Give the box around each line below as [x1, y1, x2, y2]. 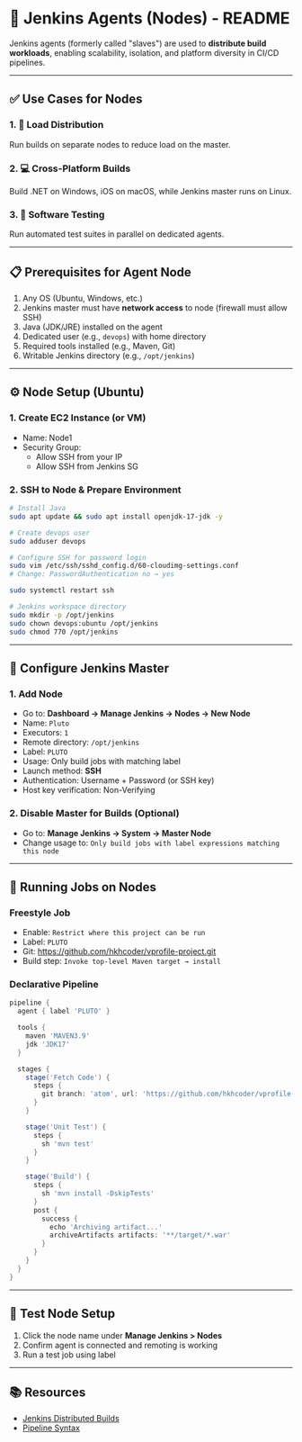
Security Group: [22, 441, 82, 453]
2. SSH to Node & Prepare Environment [9, 483, 182, 496]
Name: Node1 [22, 432, 73, 443]
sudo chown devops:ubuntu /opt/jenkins [9, 618, 159, 628]
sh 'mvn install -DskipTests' [41, 1189, 155, 1198]
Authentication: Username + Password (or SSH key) [22, 775, 215, 786]
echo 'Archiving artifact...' [49, 1222, 164, 1231]
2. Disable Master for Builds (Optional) [9, 807, 180, 820]
